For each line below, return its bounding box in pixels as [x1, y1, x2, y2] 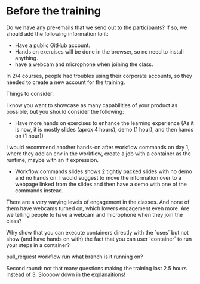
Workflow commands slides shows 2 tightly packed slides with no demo [14, 168, 192, 175]
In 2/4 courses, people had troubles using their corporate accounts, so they [6, 72, 192, 79]
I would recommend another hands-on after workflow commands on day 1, [6, 143, 190, 151]
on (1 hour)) [14, 132, 44, 139]
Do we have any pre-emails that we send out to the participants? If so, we [6, 24, 187, 31]
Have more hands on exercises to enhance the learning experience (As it [14, 119, 194, 126]
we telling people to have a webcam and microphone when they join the [6, 211, 183, 218]
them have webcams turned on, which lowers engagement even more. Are [6, 204, 190, 212]
